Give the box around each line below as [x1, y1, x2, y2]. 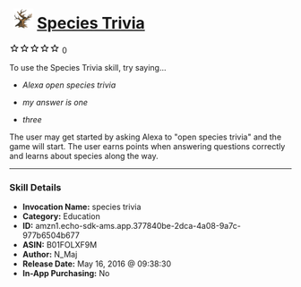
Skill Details [9, 181, 62, 193]
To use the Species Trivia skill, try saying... [9, 62, 168, 72]
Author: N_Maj [21, 249, 78, 260]
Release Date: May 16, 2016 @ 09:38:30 [21, 258, 172, 269]
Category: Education [21, 211, 100, 222]
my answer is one [21, 97, 88, 107]
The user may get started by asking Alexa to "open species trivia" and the [9, 131, 282, 142]
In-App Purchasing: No [21, 268, 110, 279]
